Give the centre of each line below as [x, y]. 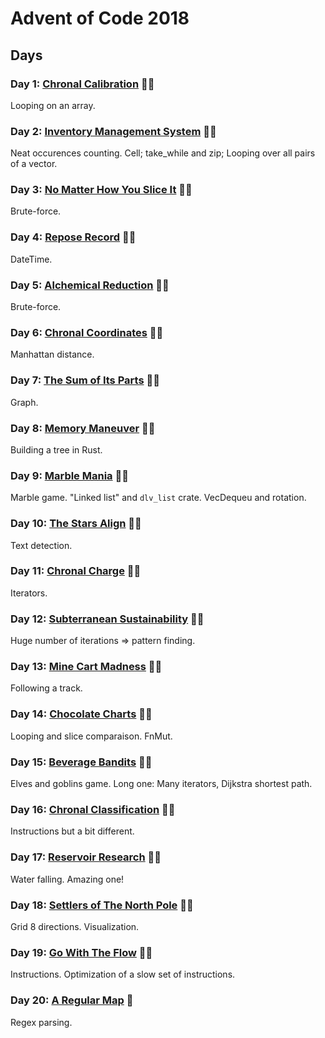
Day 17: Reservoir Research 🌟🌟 [86, 857]
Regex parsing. [41, 1022]
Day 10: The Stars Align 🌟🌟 [76, 524]
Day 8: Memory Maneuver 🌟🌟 [83, 428]
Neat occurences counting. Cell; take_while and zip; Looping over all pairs [163, 153]
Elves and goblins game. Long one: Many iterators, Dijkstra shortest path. [161, 784]
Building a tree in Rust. [56, 449]
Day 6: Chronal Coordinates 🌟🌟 [87, 332]
